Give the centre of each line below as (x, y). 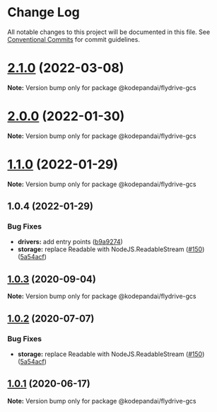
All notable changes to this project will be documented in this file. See (109, 32)
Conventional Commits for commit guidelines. (74, 39)
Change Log (43, 12)
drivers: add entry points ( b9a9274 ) (70, 242)
